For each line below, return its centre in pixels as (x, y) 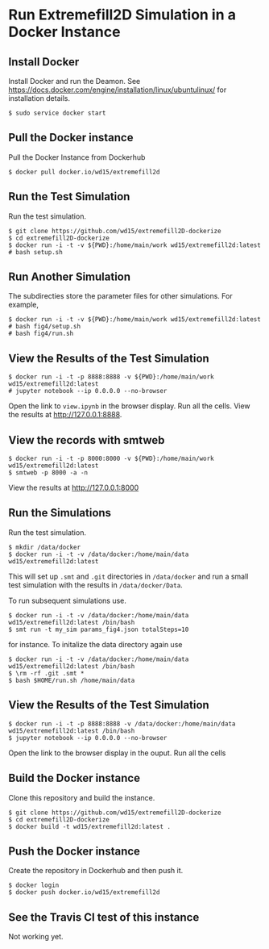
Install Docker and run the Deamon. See (74, 81)
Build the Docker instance (74, 778)
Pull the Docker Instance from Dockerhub (77, 157)
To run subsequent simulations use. (68, 600)
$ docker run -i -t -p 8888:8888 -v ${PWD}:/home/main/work (112, 377)
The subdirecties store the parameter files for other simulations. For (120, 296)
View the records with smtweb (87, 440)
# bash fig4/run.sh (41, 334)
